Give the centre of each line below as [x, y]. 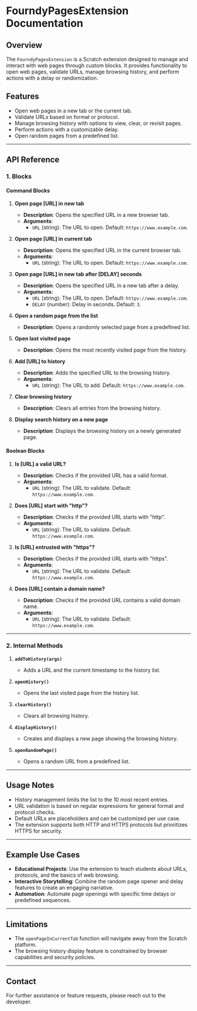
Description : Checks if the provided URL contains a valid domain [102, 600]
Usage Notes [30, 785]
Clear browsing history [43, 397]
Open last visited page [43, 339]
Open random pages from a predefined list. [67, 135]
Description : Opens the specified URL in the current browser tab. [102, 250]
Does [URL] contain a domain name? [60, 589]
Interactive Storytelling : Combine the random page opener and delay [99, 881]
